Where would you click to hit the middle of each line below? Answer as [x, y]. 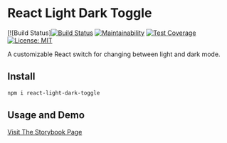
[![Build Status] [29, 33]
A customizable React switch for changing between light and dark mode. [114, 54]
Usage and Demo [46, 115]
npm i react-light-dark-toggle [54, 93]
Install [21, 76]
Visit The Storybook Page [45, 132]
